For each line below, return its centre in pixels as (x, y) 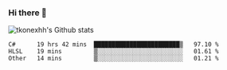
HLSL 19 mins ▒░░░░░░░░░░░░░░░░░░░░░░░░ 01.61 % (113, 52)
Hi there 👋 (28, 13)
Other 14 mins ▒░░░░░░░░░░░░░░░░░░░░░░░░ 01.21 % (113, 59)
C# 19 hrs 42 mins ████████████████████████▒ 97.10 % (113, 45)
